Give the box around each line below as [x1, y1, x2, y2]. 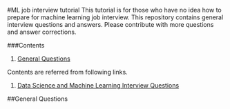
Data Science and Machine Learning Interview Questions [17, 81, 180, 89]
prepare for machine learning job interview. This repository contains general [7, 13, 224, 21]
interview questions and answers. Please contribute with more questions [7, 21, 214, 28]
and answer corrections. [7, 28, 77, 36]
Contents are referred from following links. [7, 68, 128, 76]
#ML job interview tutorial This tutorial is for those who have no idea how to [7, 6, 222, 14]
